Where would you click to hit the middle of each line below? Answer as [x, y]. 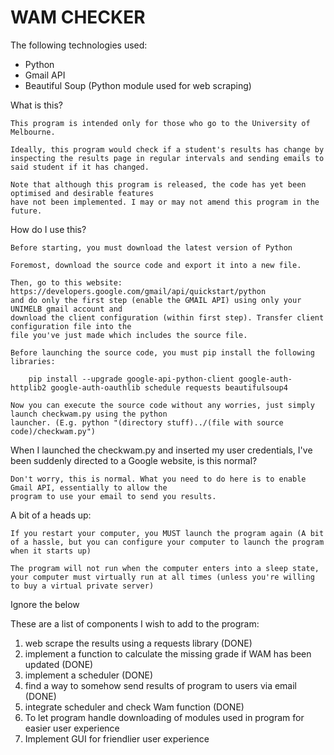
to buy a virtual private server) [82, 586]
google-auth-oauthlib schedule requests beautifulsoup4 [169, 387]
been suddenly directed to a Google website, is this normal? [134, 460]
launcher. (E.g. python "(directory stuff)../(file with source [147, 422]
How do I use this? [48, 229]
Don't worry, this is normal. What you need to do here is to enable [158, 479]
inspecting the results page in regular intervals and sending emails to [167, 158]
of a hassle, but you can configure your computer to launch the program [167, 542]
